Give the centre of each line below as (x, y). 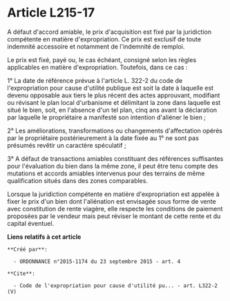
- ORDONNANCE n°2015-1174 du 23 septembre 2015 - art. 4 (97, 261)
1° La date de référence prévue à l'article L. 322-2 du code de (95, 80)
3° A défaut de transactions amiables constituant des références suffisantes (115, 158)
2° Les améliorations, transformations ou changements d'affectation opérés (115, 130)
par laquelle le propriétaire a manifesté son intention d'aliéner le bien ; (106, 117)
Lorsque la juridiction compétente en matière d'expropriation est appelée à (113, 194)
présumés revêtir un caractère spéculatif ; (67, 145)
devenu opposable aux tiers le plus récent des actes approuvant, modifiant (114, 95)
